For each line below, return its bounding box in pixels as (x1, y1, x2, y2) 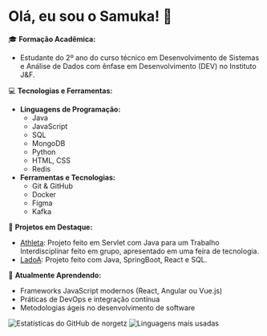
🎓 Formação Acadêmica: (8, 34, 96, 43)
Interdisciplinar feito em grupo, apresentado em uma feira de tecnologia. (19, 246, 260, 256)
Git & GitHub (31, 180, 74, 191)
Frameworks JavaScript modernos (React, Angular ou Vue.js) (19, 285, 223, 295)
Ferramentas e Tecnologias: (19, 172, 116, 182)
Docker (31, 189, 56, 199)
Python (31, 147, 56, 156)
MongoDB (31, 138, 66, 148)
